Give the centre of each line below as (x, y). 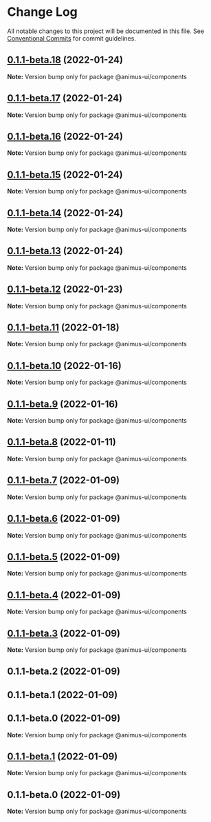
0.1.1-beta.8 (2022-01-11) (62, 442)
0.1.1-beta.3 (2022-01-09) (64, 633)
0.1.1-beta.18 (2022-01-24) (65, 60)
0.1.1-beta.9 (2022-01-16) (63, 404)
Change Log (42, 12)
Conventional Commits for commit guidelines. (71, 38)
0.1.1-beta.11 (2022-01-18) (63, 328)
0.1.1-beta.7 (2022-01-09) (64, 480)
